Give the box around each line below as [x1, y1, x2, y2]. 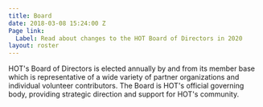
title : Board [8, 11, 52, 20]
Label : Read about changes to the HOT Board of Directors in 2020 [15, 34, 243, 43]
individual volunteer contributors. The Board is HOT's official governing [8, 81, 245, 91]
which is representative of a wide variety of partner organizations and [8, 72, 240, 82]
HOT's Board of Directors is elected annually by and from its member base [8, 64, 256, 73]
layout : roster [8, 42, 60, 50]
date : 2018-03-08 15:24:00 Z [8, 19, 106, 27]
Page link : [8, 27, 45, 35]
